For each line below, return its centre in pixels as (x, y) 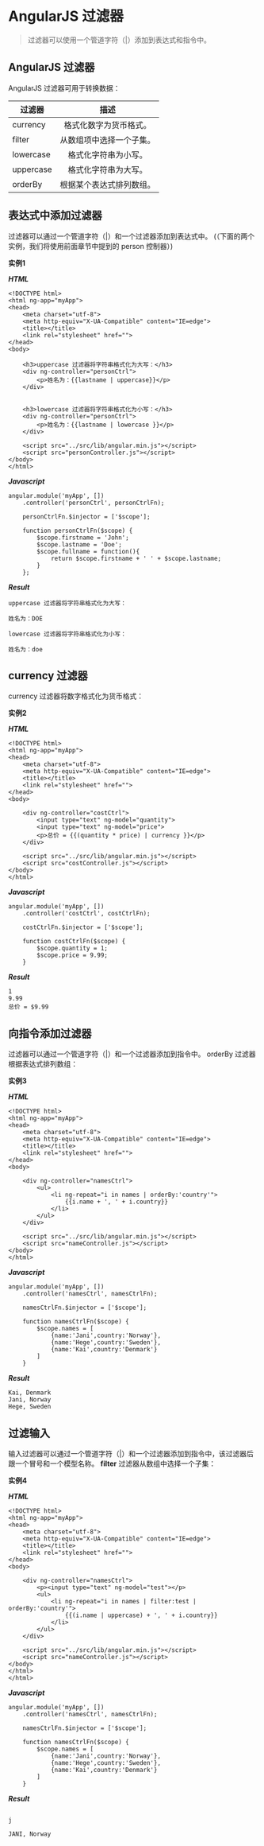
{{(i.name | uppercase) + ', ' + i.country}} (141, 1615)
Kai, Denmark (30, 1393)
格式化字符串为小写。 (108, 154)
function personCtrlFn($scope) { (78, 530)
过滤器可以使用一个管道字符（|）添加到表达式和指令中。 (119, 40)
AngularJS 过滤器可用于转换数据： (64, 87)
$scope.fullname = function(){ (88, 551)
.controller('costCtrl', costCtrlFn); (86, 914)
